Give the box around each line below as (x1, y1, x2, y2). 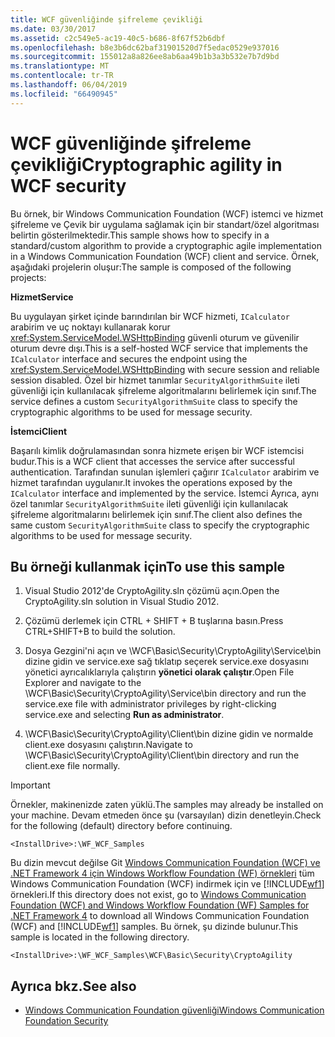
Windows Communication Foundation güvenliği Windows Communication (24, 1004, 325, 1016)
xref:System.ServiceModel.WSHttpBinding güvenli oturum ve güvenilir (10, 331, 300, 343)
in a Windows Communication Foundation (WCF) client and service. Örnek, (10, 250, 320, 262)
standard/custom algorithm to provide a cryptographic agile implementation (10, 239, 322, 251)
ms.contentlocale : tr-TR (10, 71, 114, 81)
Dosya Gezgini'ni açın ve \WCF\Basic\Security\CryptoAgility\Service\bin (24, 645, 322, 657)
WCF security (10, 174, 127, 197)
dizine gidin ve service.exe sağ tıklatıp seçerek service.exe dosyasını (24, 656, 309, 668)
